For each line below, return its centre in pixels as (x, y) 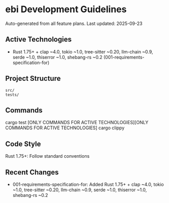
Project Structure (33, 79)
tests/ (12, 95)
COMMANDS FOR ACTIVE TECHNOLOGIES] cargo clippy (65, 128)
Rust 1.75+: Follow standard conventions (47, 156)
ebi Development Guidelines (66, 9)
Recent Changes (32, 172)
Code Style (23, 144)
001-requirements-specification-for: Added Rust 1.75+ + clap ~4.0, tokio (88, 184)
